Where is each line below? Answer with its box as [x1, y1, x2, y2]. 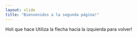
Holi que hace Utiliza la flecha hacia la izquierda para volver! [5, 26, 132, 32]
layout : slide [5, 7, 36, 13]
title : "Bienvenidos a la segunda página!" [5, 12, 100, 17]
